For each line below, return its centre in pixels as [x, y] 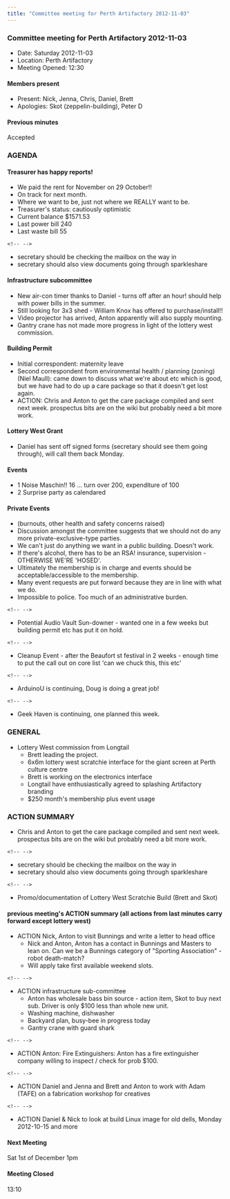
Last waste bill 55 [42, 231]
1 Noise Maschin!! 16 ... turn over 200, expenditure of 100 [98, 485]
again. [26, 393]
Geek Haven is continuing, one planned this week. [88, 714]
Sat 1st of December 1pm [42, 1158]
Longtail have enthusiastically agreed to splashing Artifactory [115, 784]
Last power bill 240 [45, 224]
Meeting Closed [30, 1174]
